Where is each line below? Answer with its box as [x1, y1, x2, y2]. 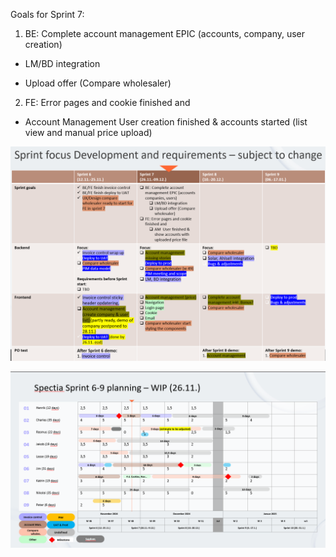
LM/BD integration [24, 58, 101, 69]
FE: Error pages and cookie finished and [24, 97, 191, 108]
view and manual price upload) [24, 127, 153, 138]
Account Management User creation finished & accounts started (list [24, 116, 308, 128]
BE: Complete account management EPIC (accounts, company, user [24, 28, 306, 39]
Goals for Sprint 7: [10, 9, 85, 20]
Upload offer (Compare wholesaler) [24, 77, 172, 89]
